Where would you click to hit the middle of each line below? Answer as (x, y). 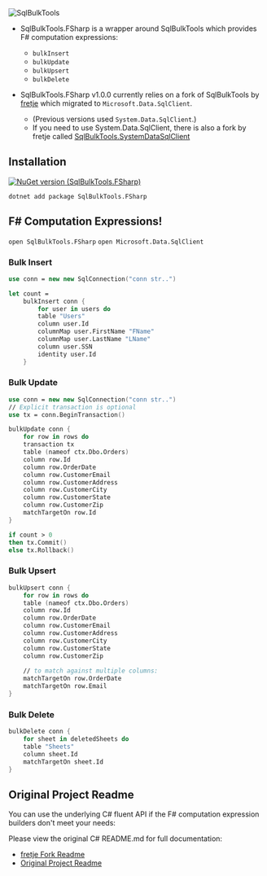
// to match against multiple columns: (91, 671)
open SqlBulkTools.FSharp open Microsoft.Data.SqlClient (106, 242)
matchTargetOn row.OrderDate (72, 679)
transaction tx (49, 445)
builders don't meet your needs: (62, 823)
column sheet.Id (51, 754)
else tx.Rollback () (42, 550)
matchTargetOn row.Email (65, 686)
